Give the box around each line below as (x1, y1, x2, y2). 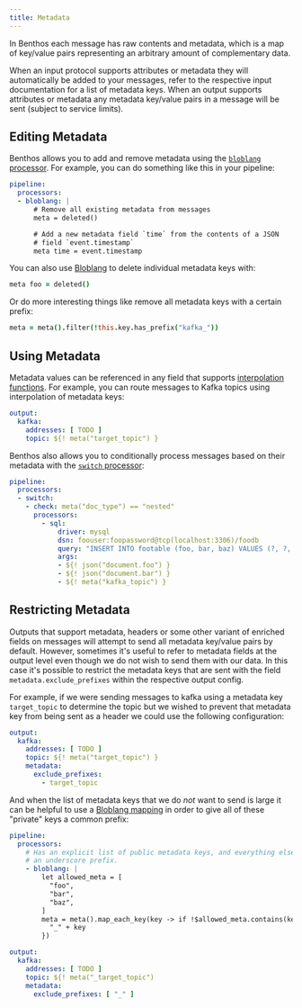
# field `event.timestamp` (32, 238, 135, 247)
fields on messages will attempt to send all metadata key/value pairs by (9, 635, 273, 646)
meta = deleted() (32, 213, 99, 222)
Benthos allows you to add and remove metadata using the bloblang (9, 153, 262, 164)
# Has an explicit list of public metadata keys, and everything (25, 848, 276, 857)
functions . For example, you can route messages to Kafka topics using (9, 382, 271, 392)
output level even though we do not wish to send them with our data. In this (9, 654, 289, 666)
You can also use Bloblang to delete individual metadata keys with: (9, 263, 256, 274)
